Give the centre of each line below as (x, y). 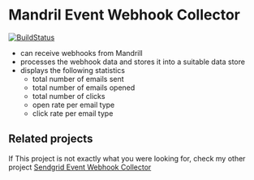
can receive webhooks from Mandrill (82, 53)
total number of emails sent (78, 79)
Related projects (51, 139)
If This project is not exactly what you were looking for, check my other (127, 158)
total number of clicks (69, 96)
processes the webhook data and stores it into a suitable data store (133, 62)
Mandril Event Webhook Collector (125, 15)
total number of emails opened (84, 88)
